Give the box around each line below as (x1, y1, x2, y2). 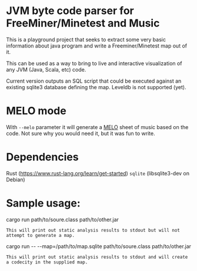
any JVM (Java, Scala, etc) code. (6, 66, 86, 73)
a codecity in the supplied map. (6, 259, 88, 265)
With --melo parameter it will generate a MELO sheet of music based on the (6, 123, 189, 130)
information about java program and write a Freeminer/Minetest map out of (6, 42, 187, 49)
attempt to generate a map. (6, 232, 75, 238)
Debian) (6, 176, 25, 183)
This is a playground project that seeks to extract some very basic (6, 36, 166, 43)
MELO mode (6, 104, 66, 118)
